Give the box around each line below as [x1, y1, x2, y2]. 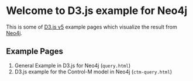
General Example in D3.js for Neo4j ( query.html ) [14, 62, 130, 69]
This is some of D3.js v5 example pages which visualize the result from [6, 23, 177, 30]
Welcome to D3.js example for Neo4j [6, 4, 188, 17]
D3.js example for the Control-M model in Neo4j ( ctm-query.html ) [14, 68, 173, 75]
